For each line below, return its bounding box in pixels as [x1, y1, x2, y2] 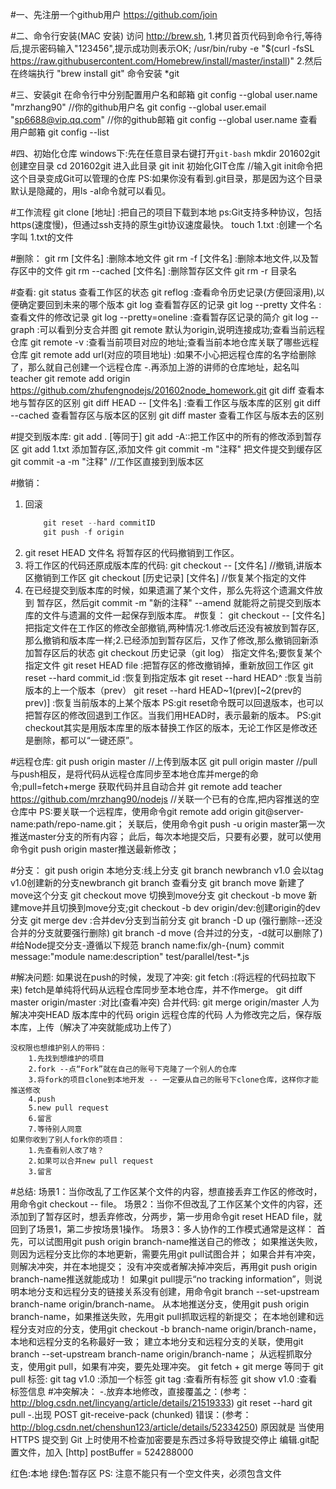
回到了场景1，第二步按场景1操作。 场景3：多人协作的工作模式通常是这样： [10, 1223, 315, 1235]
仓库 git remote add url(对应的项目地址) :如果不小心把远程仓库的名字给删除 [10, 349, 317, 360]
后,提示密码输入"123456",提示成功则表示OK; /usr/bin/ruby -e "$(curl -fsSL [10, 43, 315, 54]
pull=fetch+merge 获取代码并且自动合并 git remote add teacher [21, 780, 283, 792]
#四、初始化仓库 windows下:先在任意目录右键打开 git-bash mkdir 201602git [10, 148, 321, 159]
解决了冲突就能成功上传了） [62, 1021, 177, 1033]
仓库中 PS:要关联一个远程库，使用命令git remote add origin [10, 805, 253, 817]
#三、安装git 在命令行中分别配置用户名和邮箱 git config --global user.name [10, 89, 318, 100]
